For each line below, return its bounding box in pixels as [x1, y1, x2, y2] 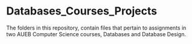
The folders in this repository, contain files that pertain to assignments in [6, 24, 187, 31]
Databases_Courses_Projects [6, 4, 158, 18]
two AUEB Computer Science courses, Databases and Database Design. [6, 30, 186, 37]
